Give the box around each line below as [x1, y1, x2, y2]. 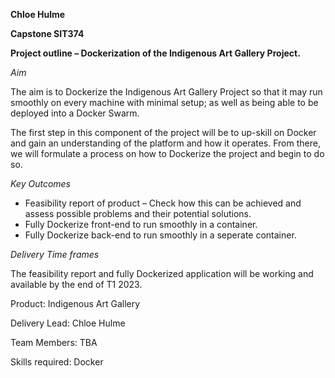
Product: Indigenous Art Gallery [10, 298, 141, 309]
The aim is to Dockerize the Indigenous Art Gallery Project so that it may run [10, 86, 323, 98]
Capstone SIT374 [10, 28, 85, 39]
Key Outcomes [10, 178, 72, 189]
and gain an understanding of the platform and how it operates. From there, [10, 137, 321, 149]
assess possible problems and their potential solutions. [24, 208, 252, 219]
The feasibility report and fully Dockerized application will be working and [10, 268, 314, 279]
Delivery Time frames [10, 249, 100, 260]
